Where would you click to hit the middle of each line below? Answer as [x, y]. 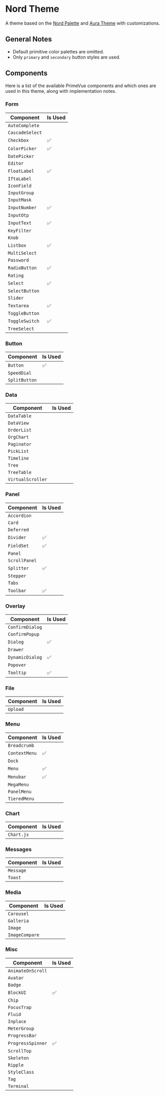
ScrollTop [20, 1051]
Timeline [18, 459]
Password [18, 260]
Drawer [16, 650]
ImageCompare [24, 935]
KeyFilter [20, 231]
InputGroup [21, 193]
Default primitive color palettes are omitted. [58, 51]
